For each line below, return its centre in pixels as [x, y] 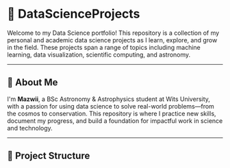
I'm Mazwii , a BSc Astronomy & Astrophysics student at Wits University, [109, 99]
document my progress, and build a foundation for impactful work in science [115, 121]
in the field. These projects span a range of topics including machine [104, 47]
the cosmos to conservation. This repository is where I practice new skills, [112, 113]
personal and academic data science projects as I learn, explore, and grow [112, 40]
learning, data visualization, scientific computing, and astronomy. [99, 55]
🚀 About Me [33, 82]
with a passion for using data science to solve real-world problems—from [111, 106]
